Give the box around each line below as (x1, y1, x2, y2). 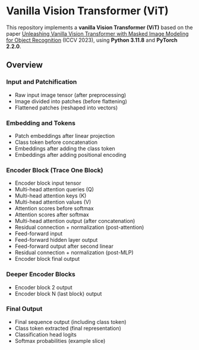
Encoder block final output (14, 256, 80, 263)
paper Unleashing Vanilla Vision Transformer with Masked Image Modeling (6, 30, 189, 37)
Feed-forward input (14, 230, 63, 237)
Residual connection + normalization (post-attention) (14, 224, 144, 231)
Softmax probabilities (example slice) (14, 337, 106, 344)
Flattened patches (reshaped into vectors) (14, 104, 118, 111)
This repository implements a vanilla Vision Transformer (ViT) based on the (6, 24, 193, 31)
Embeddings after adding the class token (14, 144, 116, 152)
